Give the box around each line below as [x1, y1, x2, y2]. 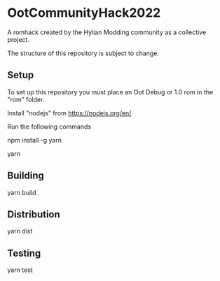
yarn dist [7, 227, 33, 236]
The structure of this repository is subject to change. [7, 49, 160, 57]
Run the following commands [7, 122, 92, 131]
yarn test [7, 266, 33, 274]
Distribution [7, 208, 61, 220]
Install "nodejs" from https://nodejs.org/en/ [7, 108, 132, 117]
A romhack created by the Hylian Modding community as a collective [7, 28, 207, 36]
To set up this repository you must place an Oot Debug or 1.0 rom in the [7, 87, 214, 96]
